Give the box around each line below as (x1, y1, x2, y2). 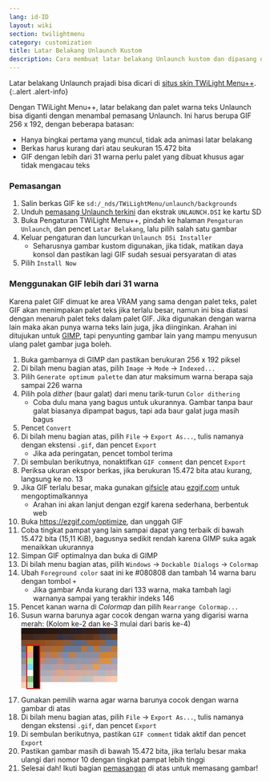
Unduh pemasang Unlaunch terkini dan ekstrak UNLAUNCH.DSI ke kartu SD (20, 207, 262, 216)
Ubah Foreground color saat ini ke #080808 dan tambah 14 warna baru (20, 568, 256, 577)
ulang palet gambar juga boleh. (9, 339, 112, 349)
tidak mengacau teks (20, 160, 91, 170)
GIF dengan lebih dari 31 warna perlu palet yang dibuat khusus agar (20, 152, 244, 161)
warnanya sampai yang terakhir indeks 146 (32, 593, 175, 603)
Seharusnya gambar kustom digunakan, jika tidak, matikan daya (32, 241, 244, 251)
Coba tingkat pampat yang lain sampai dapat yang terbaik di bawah (20, 525, 244, 535)
